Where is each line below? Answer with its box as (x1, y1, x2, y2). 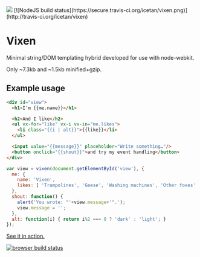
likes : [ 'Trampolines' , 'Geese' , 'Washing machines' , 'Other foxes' (17, 182, 196, 189)
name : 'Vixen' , (17, 177, 56, 183)
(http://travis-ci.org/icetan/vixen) (6, 13, 88, 20)
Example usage (6, 83, 65, 94)
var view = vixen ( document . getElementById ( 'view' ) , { (6, 165, 145, 171)
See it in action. (6, 232, 45, 240)
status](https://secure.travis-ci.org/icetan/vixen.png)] (54, 7, 188, 14)
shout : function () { (11, 194, 63, 200)
